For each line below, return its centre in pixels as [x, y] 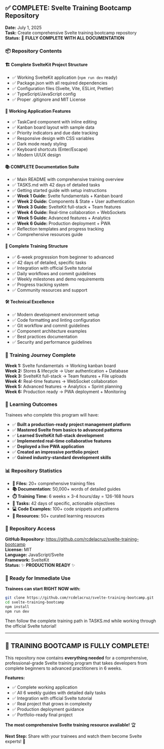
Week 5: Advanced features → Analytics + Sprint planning [64, 387]
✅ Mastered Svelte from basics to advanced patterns [67, 430]
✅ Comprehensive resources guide [47, 234]
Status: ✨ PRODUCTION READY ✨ [40, 565]
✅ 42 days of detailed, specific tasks [49, 262]
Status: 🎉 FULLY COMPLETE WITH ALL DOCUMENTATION [65, 38]
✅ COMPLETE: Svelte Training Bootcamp [68, 8]
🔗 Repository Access [30, 528]
